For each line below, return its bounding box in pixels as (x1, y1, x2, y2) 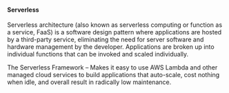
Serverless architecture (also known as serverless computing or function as (7, 21, 223, 29)
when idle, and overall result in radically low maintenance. (7, 78, 172, 86)
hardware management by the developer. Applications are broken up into (7, 43, 215, 51)
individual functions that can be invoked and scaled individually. (7, 50, 189, 59)
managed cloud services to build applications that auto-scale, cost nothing (7, 71, 220, 79)
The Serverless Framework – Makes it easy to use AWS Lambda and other (7, 63, 218, 72)
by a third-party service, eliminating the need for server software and (7, 35, 204, 44)
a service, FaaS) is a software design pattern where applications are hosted (7, 28, 222, 37)
